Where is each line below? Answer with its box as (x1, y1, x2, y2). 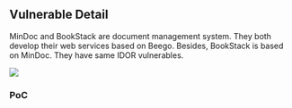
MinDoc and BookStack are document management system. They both (9, 30, 272, 41)
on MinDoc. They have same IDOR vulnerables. (9, 49, 184, 61)
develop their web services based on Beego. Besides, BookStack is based (9, 40, 284, 51)
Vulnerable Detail (9, 7, 109, 22)
